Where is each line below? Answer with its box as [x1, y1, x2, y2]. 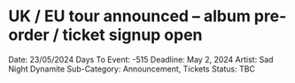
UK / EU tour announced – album [8, 6, 252, 26]
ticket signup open [62, 25, 203, 45]
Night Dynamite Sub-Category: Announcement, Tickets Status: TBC [8, 64, 256, 74]
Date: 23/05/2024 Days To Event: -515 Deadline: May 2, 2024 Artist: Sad [8, 54, 274, 64]
